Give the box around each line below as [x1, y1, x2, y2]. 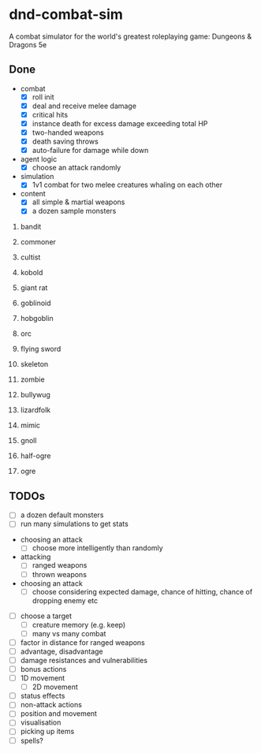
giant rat [20, 283, 48, 293]
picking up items [20, 727, 75, 736]
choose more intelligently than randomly [32, 543, 164, 553]
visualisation [20, 718, 62, 727]
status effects [20, 691, 65, 701]
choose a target [20, 611, 73, 621]
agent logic [20, 155, 58, 164]
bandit [20, 222, 42, 232]
